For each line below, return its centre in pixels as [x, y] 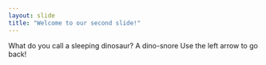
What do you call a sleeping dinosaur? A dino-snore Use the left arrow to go [133, 45]
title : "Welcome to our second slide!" [75, 23]
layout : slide [32, 15]
